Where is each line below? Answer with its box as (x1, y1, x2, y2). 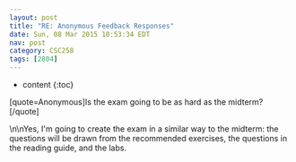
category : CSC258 (9, 47, 74, 55)
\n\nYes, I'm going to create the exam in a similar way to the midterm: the (9, 124, 279, 134)
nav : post (9, 38, 47, 47)
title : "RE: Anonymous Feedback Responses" (9, 21, 175, 30)
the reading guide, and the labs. (9, 142, 127, 153)
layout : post (9, 13, 58, 22)
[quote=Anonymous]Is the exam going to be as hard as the (9, 97, 227, 107)
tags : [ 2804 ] (9, 55, 58, 64)
